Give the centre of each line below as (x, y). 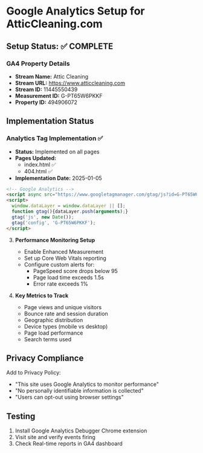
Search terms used (48, 339)
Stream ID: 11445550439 (46, 89)
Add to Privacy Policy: (34, 373)
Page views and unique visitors (63, 307)
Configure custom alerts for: (59, 265)
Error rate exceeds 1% (61, 284)
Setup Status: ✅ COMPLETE (60, 46)
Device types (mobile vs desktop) (66, 326)
